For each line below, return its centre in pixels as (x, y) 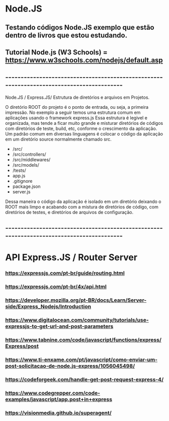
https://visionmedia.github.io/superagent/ (58, 412)
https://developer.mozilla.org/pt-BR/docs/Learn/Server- (76, 300)
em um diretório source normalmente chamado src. (58, 139)
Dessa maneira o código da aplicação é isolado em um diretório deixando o (83, 201)
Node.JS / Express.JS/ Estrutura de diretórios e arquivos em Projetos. (77, 97)
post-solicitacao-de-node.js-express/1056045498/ (70, 366)
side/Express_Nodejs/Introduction (48, 307)
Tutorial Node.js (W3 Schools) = (56, 52)
